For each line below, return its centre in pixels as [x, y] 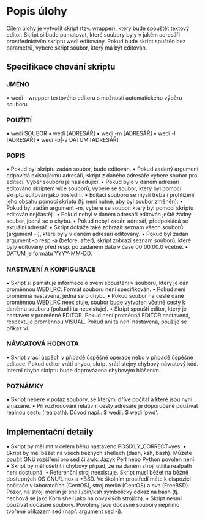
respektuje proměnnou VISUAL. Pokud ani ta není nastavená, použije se [97, 322]
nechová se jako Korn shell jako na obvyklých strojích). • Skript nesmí [94, 498]
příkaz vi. [18, 328]
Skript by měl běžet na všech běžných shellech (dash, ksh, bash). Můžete [99, 453]
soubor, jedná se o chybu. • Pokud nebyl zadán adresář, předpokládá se [97, 221]
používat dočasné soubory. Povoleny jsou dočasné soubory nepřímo [93, 504]
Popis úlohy [37, 11]
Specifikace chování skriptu [61, 67]
